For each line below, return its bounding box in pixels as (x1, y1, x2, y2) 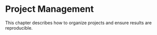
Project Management (5, 3, 94, 15)
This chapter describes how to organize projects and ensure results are (5, 20, 152, 26)
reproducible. (5, 25, 33, 31)
